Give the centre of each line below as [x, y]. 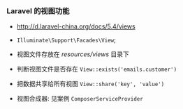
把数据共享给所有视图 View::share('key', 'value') [90, 84]
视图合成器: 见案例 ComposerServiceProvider [80, 99]
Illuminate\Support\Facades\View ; [66, 40]
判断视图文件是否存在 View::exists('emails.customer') [97, 69]
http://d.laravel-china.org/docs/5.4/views [76, 26]
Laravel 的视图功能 [38, 10]
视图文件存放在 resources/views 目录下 [73, 54]
